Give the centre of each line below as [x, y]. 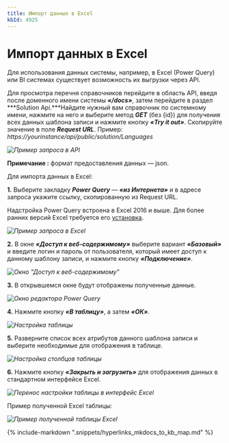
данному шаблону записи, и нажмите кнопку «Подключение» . [100, 259]
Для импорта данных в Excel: [50, 177]
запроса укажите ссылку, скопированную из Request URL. [93, 197]
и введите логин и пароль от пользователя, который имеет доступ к [107, 251]
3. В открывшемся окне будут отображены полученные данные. [102, 286]
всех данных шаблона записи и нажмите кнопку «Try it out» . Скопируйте [115, 122]
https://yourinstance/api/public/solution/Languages [80, 137]
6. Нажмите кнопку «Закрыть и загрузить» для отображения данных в [112, 372]
